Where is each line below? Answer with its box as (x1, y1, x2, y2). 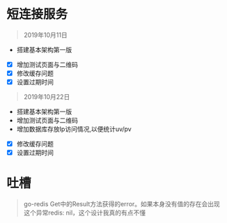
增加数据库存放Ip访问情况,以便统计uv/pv (16, 125, 132, 133)
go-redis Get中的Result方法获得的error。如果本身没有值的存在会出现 (23, 200, 221, 208)
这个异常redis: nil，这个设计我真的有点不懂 (23, 208, 146, 217)
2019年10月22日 (23, 93, 70, 101)
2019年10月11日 (23, 31, 68, 39)
